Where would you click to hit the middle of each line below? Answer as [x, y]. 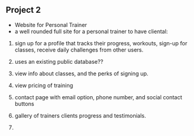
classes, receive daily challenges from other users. [79, 50]
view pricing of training [44, 85]
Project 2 [23, 10]
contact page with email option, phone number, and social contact [98, 97]
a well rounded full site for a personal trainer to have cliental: [91, 31]
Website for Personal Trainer [51, 25]
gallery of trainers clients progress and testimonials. [80, 115]
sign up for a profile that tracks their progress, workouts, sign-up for [101, 43]
